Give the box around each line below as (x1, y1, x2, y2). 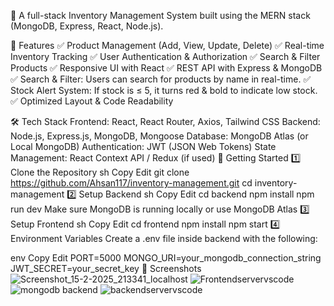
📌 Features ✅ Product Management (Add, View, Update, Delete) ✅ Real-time (10, 40, 325, 51)
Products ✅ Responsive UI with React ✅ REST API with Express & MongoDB (10, 62, 323, 74)
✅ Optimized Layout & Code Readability (10, 95, 174, 107)
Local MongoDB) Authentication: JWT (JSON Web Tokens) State (10, 141, 277, 152)
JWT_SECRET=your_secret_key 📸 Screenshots (10, 263, 202, 274)
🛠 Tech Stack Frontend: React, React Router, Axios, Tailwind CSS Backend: (10, 116, 321, 127)
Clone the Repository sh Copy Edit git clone (10, 166, 190, 178)
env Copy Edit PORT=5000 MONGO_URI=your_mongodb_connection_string (10, 252, 322, 264)
